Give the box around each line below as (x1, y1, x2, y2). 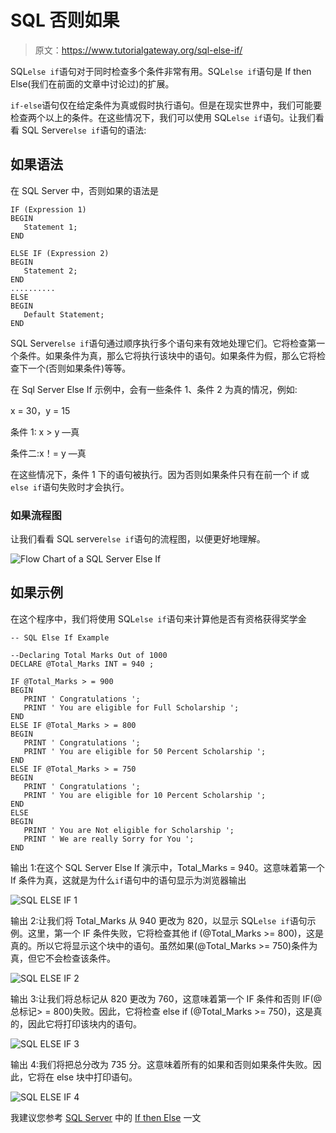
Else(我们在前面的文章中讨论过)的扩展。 (10, 77, 175, 90)
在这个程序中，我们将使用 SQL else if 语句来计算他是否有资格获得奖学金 (10, 612, 307, 625)
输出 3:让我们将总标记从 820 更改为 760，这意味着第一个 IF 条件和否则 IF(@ (10, 992, 323, 1005)
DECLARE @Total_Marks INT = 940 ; (10, 659, 155, 669)
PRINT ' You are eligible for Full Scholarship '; (23, 702, 240, 713)
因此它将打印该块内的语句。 (27, 1017, 142, 1030)
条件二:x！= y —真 (10, 447, 87, 459)
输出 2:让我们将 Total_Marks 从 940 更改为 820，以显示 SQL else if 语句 (10, 914, 308, 926)
